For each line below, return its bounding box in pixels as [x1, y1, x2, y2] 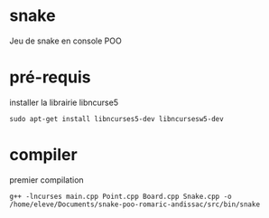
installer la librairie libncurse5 [9, 97, 119, 108]
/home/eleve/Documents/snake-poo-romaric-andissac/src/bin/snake [9, 200, 260, 209]
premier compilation [9, 174, 84, 185]
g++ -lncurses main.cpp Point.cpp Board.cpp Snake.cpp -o [9, 192, 232, 201]
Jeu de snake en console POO [9, 35, 122, 46]
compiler [9, 145, 79, 166]
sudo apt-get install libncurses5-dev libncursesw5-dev [9, 114, 224, 123]
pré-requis [9, 67, 91, 88]
